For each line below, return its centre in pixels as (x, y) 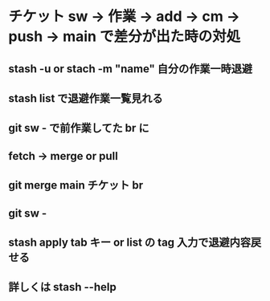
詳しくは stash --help (62, 287)
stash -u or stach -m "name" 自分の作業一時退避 (131, 69)
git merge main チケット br (76, 185)
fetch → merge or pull (63, 156)
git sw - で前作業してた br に (79, 128)
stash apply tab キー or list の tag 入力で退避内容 (130, 242)
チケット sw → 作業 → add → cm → (124, 16)
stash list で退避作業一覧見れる (86, 98)
